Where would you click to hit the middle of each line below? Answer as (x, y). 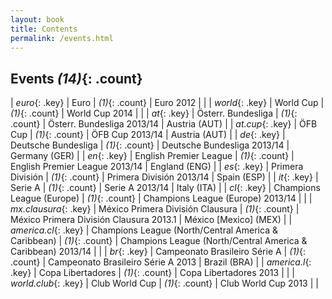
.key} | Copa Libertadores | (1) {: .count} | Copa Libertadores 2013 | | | (152, 273)
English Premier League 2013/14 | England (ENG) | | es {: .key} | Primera (157, 167)
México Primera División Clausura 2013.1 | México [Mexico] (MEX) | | (151, 220)
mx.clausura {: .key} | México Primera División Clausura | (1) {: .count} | (155, 209)
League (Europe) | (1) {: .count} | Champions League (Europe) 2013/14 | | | (161, 198)
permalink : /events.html (62, 38)
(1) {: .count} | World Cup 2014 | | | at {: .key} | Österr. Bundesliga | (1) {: (154, 113)
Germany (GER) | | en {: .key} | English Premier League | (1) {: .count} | (152, 156)
